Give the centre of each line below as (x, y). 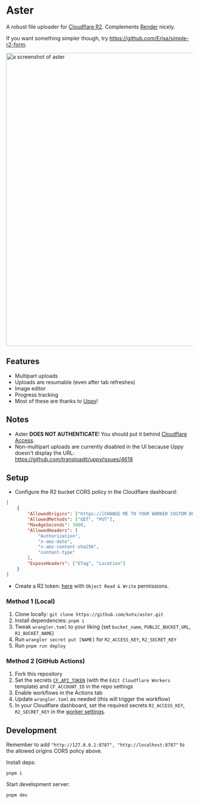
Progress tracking (36, 394)
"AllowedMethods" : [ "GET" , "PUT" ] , (71, 519)
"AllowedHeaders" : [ (53, 530)
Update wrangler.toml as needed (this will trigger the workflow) (92, 699)
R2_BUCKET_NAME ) (34, 633)
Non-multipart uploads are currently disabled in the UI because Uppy (99, 446)
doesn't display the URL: (45, 453)
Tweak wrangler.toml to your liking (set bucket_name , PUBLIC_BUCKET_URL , (103, 627)
